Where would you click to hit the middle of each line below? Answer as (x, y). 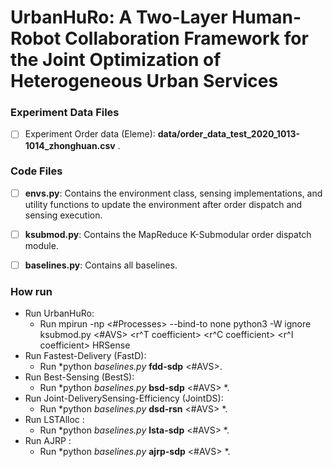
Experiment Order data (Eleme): (90, 134)
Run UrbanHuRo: (59, 313)
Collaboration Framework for (186, 38)
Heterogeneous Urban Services (144, 81)
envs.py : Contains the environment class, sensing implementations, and (173, 193)
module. (41, 245)
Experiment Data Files (65, 113)
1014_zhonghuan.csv (70, 145)
